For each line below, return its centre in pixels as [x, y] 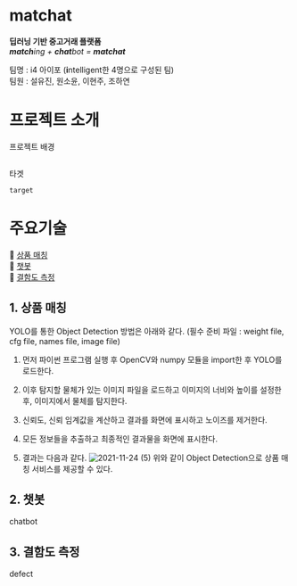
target [21, 190]
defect [21, 574]
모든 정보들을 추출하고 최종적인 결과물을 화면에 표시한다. [120, 439]
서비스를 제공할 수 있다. [72, 468]
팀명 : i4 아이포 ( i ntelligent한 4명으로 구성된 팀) [92, 70]
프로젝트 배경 [32, 146]
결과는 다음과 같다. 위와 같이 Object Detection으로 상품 [150, 458]
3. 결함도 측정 [45, 552]
